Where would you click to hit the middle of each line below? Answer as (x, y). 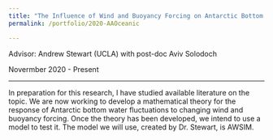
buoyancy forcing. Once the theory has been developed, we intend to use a (135, 118)
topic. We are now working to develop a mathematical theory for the (122, 101)
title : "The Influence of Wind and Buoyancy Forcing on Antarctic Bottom (136, 16)
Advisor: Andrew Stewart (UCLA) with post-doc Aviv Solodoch (113, 53)
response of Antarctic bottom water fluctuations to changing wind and (126, 109)
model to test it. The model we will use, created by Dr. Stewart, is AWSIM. (131, 127)
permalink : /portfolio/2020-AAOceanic (74, 23)
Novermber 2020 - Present (54, 69)
